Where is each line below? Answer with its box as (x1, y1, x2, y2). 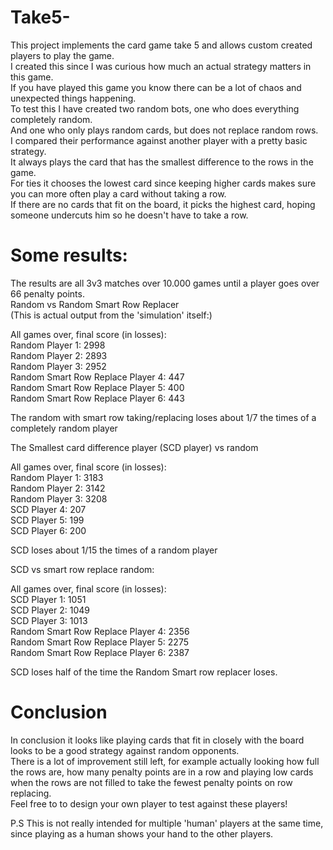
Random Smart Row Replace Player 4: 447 (10, 371, 185, 383)
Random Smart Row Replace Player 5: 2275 (10, 636, 189, 648)
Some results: (10, 244, 128, 267)
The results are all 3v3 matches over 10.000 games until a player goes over (10, 277, 320, 289)
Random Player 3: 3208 (10, 492, 108, 505)
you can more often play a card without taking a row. (10, 187, 227, 200)
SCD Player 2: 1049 (10, 604, 90, 616)
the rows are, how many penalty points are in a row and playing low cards (10, 766, 314, 778)
